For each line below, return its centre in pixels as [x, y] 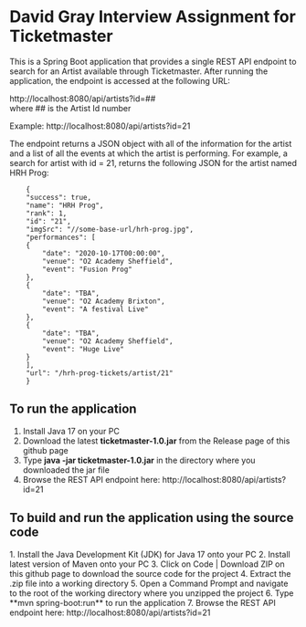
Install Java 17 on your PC [71, 431]
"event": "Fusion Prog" [87, 269]
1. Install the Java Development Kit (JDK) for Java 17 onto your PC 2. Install [150, 554]
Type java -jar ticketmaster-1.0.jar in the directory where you [139, 460]
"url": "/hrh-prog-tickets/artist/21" [100, 373]
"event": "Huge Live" [84, 349]
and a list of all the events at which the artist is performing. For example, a [148, 153]
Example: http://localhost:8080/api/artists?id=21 [100, 126]
